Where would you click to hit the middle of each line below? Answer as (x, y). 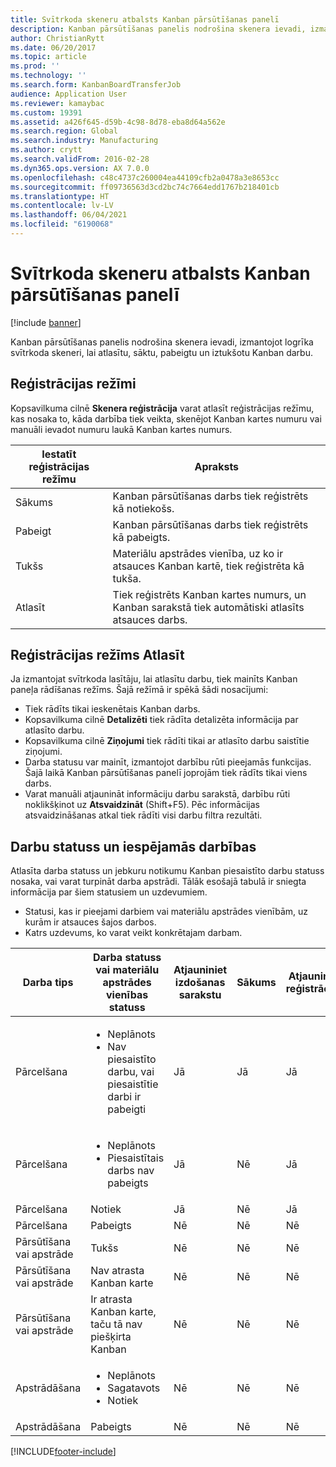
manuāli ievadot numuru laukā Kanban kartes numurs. (121, 429)
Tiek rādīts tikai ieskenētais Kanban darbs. (112, 709)
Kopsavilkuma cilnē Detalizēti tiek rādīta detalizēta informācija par (161, 720)
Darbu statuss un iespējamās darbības (133, 846)
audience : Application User (69, 94)
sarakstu (200, 995)
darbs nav (131, 1171)
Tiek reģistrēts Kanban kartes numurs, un (209, 594)
